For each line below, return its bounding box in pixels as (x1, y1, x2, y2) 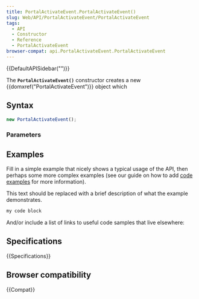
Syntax (6, 100, 34, 111)
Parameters (6, 130, 41, 139)
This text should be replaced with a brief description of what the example (6, 190, 188, 197)
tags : (6, 20, 20, 26)
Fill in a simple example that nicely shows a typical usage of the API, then (6, 166, 188, 173)
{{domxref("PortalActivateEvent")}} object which (6, 83, 128, 90)
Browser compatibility (6, 270, 92, 280)
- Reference (11, 37, 42, 43)
